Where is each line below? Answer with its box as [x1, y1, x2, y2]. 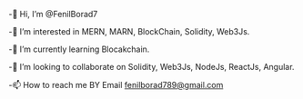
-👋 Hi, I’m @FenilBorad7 [8, 9, 98, 19]
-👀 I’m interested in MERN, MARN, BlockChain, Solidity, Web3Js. [8, 26, 250, 36]
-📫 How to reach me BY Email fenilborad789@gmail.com [8, 80, 224, 90]
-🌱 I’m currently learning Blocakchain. [8, 44, 150, 54]
